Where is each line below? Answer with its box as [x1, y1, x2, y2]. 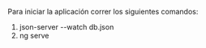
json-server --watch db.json [19, 22, 114, 31]
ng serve [19, 31, 49, 40]
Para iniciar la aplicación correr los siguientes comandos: [7, 7, 199, 16]
